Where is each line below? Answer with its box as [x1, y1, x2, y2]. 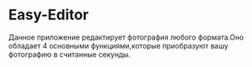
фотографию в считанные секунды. [8, 49, 131, 59]
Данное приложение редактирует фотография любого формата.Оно [8, 32, 244, 42]
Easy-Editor [8, 6, 89, 24]
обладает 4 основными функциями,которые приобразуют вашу [8, 40, 229, 50]
